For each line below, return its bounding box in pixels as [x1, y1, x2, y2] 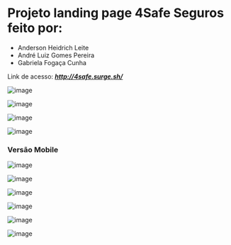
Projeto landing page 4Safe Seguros [7, 5, 225, 21]
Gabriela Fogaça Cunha [17, 58, 87, 67]
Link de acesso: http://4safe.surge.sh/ [7, 72, 123, 81]
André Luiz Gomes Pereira [17, 51, 95, 59]
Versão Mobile [7, 144, 59, 154]
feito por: [7, 20, 63, 36]
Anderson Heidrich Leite [17, 43, 89, 52]
